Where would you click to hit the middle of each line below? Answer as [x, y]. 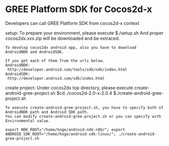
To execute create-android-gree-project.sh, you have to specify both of [84, 107]
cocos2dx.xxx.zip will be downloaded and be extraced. [63, 38]
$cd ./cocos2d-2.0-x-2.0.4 [84, 93]
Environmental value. [28, 121]
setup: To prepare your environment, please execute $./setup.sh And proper [84, 33]
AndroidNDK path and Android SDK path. [47, 112]
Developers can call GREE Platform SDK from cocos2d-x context [72, 23]
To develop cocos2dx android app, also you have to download [71, 47]
